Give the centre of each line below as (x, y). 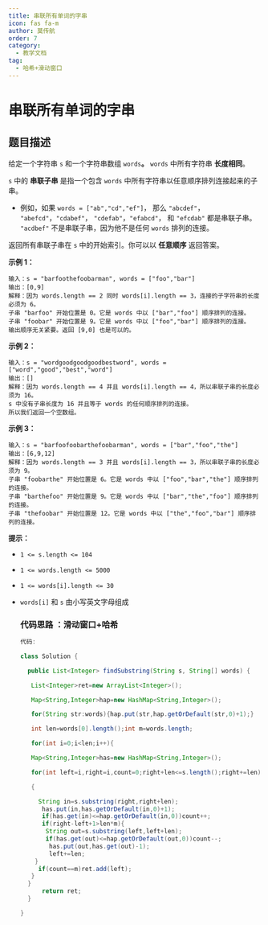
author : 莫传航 (32, 31)
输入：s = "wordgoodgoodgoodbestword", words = (87, 363)
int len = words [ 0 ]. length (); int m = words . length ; (112, 729)
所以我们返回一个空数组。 (44, 412)
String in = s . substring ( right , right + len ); (108, 801)
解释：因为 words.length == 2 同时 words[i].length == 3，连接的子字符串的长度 (134, 296)
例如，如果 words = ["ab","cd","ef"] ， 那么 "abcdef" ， (112, 208)
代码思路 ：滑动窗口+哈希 (69, 624)
